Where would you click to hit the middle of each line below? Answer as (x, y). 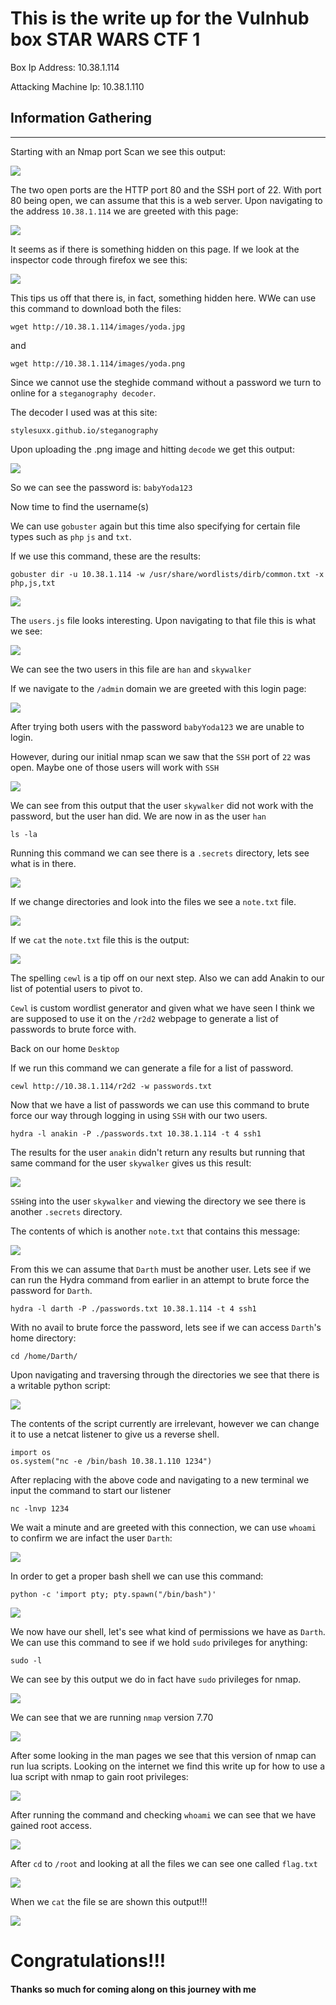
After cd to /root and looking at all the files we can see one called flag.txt (164, 1863)
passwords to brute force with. (73, 1029)
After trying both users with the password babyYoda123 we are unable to (157, 726)
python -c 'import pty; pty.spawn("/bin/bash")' (113, 1594)
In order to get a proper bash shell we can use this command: (137, 1576)
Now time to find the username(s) (79, 506)
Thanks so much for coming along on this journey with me (133, 1989)
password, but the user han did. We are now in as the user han (138, 816)
